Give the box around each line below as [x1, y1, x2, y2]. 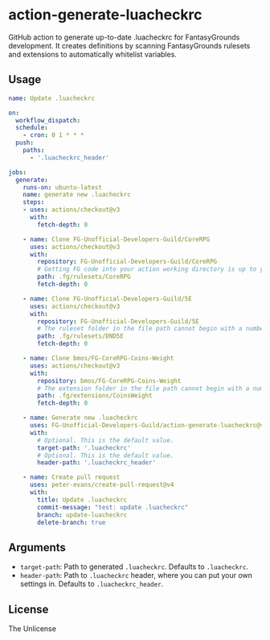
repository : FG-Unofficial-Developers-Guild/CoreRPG [37, 258, 218, 266]
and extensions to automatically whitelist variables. [8, 49, 177, 59]
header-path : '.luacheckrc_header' [37, 459, 157, 467]
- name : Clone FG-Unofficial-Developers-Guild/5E [22, 294, 193, 303]
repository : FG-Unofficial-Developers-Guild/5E [37, 317, 199, 326]
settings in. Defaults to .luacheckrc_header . [19, 579, 164, 589]
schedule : [15, 123, 48, 132]
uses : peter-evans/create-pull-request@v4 [29, 481, 174, 489]
